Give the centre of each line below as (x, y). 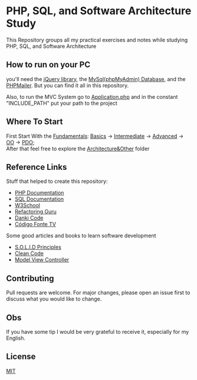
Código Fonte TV (35, 224)
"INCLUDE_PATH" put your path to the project (62, 103)
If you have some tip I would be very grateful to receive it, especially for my (98, 332)
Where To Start (35, 122)
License (21, 357)
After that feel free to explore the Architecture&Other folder (78, 149)
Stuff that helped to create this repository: (57, 181)
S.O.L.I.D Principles (38, 247)
